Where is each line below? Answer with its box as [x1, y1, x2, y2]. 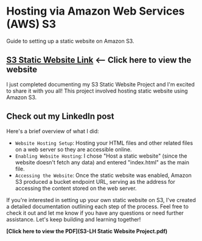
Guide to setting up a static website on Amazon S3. [6, 37, 134, 44]
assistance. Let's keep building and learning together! [6, 215, 141, 223]
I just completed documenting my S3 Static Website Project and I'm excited [6, 80, 195, 88]
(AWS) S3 [6, 17, 57, 31]
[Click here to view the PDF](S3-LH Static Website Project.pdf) [6, 227, 168, 235]
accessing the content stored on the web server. [15, 184, 137, 192]
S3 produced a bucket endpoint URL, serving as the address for [15, 178, 175, 185]
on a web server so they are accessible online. [15, 145, 132, 153]
